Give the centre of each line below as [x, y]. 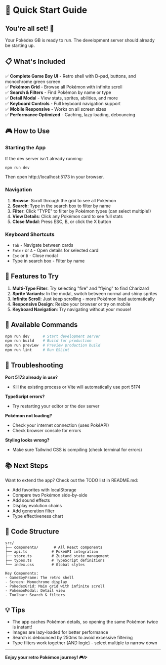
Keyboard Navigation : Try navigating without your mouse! [72, 309]
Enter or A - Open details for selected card [55, 250]
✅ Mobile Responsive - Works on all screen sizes [56, 109]
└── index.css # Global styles [45, 565]
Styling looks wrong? [27, 440]
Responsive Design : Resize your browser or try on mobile [71, 304]
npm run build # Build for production [48, 341]
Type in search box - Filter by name [48, 261]
